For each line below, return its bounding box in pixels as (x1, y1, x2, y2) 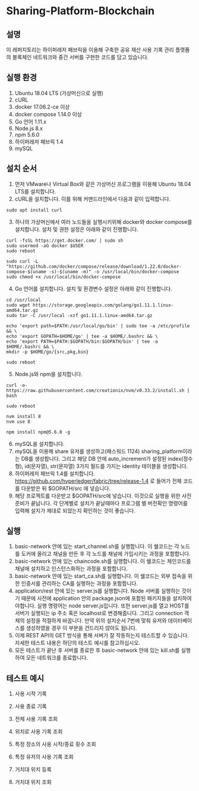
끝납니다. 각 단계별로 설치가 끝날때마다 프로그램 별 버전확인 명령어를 (30, 499, 188, 507)
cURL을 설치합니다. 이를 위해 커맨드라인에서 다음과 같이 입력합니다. (14, 195, 171, 203)
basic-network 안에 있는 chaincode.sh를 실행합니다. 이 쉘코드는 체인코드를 (14, 558, 191, 565)
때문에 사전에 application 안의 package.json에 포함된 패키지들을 (21, 595, 171, 602)
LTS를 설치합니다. (14, 188, 56, 195)
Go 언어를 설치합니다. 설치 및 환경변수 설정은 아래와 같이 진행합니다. (14, 285, 172, 292)
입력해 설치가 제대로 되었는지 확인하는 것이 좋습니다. (14, 507, 135, 514)
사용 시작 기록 (14, 690, 47, 697)
